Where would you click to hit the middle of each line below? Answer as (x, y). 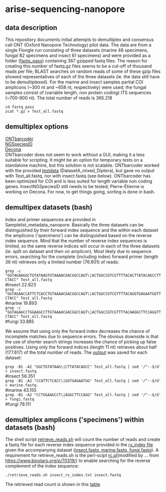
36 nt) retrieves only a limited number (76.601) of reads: (62, 262)
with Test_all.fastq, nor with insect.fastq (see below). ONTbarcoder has (78, 176)
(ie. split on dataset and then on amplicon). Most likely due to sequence (78, 251)
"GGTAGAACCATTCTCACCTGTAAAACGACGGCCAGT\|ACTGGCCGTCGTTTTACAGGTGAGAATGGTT (83, 294)
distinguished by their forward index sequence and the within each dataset (82, 230)
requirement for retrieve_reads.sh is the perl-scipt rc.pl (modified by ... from (82, 456)
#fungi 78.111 (18, 404)
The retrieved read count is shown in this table (53, 485)
